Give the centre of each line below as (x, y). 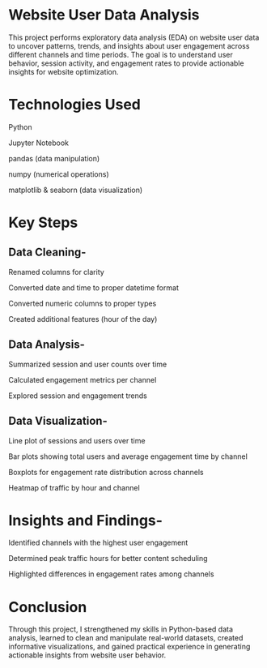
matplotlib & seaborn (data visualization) (76, 190)
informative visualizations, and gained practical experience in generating (129, 647)
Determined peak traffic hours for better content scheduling (108, 559)
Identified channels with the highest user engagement (98, 543)
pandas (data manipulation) (54, 158)
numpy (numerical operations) (59, 174)
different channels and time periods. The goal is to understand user (121, 54)
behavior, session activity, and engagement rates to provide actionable (126, 63)
